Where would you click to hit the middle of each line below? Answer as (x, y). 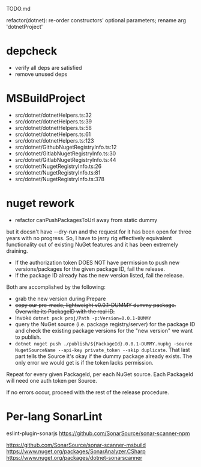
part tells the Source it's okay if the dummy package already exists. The (103, 356)
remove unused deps (41, 74)
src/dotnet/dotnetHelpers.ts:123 (54, 140)
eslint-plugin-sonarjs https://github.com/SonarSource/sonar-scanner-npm (98, 433)
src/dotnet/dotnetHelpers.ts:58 (53, 128)
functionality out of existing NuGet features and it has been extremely (92, 244)
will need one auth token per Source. (52, 380)
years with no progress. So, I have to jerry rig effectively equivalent (89, 238)
